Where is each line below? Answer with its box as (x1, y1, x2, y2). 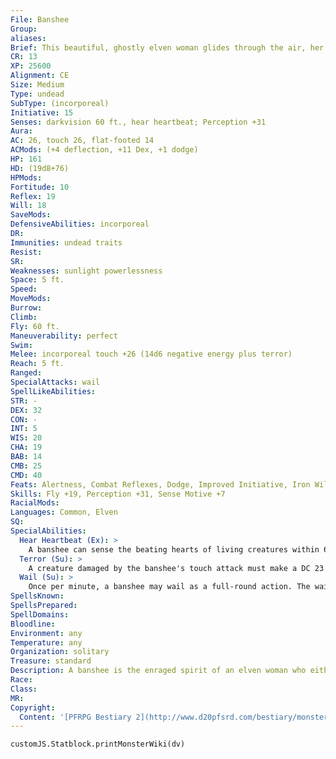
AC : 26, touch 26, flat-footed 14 (10, 136, 155, 146)
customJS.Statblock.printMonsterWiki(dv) (10, 739, 186, 750)
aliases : (10, 33, 47, 43)
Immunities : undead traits (10, 237, 123, 248)
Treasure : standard (10, 656, 92, 666)
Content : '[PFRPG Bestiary (19, 712, 132, 722)
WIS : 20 (10, 433, 43, 443)
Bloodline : (10, 619, 56, 629)
